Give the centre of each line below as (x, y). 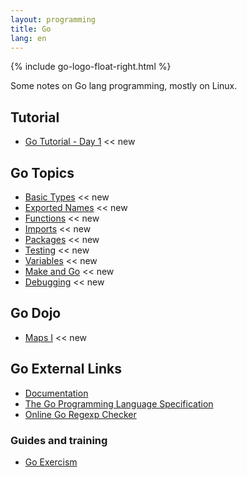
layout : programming (53, 19)
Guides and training (59, 440)
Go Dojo (36, 313)
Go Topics (42, 172)
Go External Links (66, 369)
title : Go (31, 29)
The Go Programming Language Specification (119, 403)
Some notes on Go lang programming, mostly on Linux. (124, 86)
